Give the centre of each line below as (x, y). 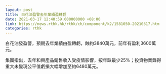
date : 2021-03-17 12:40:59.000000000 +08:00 (53, 19)
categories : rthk (24, 28)
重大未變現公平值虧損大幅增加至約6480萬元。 (53, 66)
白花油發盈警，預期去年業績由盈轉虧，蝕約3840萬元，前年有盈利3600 (78, 43)
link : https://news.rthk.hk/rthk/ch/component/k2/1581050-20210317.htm (82, 24)
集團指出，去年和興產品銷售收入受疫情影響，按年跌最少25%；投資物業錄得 (83, 60)
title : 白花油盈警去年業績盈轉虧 (36, 14)
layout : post (19, 10)
